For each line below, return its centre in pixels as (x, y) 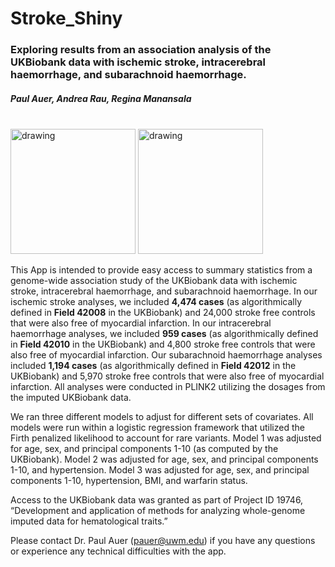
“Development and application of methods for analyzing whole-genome (158, 511)
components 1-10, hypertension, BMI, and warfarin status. (129, 481)
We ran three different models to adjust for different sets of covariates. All (162, 417)
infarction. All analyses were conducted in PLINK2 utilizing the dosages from (168, 387)
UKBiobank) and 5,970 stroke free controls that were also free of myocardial (167, 376)
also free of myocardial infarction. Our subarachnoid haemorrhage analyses (166, 355)
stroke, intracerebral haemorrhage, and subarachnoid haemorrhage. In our (164, 291)
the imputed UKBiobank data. (71, 398)
